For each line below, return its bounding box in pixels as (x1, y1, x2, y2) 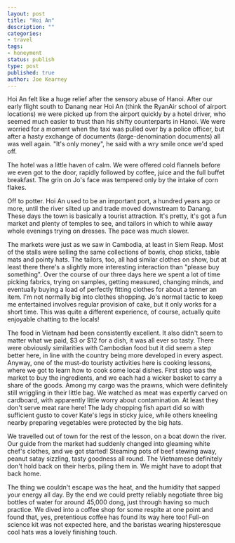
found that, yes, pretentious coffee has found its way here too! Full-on (7, 513, 209, 521)
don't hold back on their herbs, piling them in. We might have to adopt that (7, 462, 222, 471)
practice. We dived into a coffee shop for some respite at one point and (7, 506, 213, 514)
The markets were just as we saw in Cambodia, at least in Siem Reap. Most (7, 241, 224, 249)
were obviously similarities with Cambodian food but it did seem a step (7, 344, 212, 352)
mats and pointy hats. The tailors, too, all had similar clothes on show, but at (7, 255, 227, 264)
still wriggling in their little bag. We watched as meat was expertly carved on (7, 388, 228, 397)
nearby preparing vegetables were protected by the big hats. (7, 419, 184, 427)
